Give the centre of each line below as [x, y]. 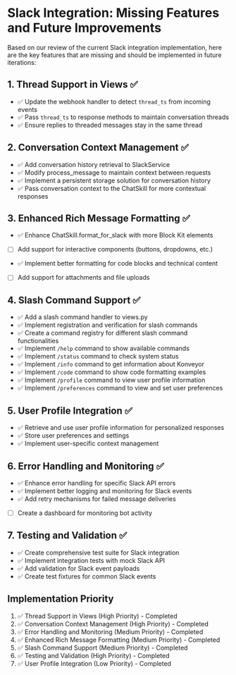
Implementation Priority [61, 599]
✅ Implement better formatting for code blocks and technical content [118, 264]
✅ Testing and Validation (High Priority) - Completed [94, 655]
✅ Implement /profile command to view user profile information [111, 380]
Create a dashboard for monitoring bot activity [85, 513]
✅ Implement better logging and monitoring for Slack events [105, 490]
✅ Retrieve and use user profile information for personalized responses [121, 428]
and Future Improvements [85, 28]
